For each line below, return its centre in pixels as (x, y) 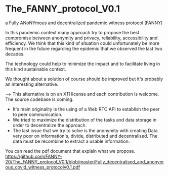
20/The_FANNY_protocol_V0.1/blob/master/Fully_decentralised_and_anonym (85, 161)
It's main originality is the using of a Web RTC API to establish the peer (86, 109)
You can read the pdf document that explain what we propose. (70, 151)
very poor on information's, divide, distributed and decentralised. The (85, 136)
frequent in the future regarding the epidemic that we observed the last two (84, 48)
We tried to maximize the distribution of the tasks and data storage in (85, 120)
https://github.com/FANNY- (34, 156)
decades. (15, 54)
